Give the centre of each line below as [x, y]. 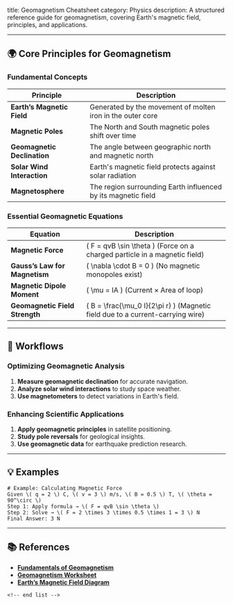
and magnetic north [122, 156]
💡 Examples [33, 472]
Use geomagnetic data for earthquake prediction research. [102, 444]
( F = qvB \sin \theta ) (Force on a [140, 246]
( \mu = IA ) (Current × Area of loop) [145, 290]
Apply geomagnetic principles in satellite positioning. [94, 429]
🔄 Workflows [35, 346]
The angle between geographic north [150, 146]
